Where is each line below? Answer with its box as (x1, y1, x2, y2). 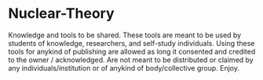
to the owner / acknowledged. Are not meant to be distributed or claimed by (8, 55, 254, 64)
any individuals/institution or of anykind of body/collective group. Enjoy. (8, 63, 240, 72)
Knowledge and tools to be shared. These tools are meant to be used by (8, 30, 242, 40)
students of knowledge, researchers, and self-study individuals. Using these (8, 38, 255, 47)
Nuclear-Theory (8, 5, 115, 23)
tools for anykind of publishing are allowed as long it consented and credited (8, 47, 256, 56)
